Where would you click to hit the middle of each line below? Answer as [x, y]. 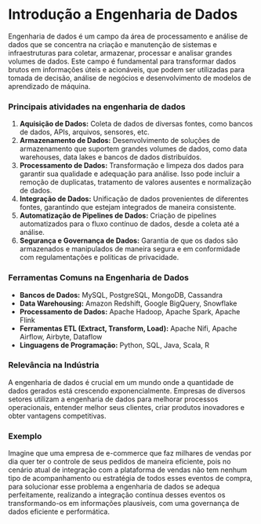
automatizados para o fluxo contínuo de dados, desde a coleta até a [129, 224]
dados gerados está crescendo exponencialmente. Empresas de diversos [127, 390]
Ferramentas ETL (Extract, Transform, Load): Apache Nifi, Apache [128, 328]
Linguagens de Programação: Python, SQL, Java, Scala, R [114, 345]
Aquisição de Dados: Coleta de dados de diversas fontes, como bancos [136, 124]
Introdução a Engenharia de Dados [123, 15]
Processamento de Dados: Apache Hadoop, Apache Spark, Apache [130, 311]
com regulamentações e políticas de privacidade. [99, 258]
